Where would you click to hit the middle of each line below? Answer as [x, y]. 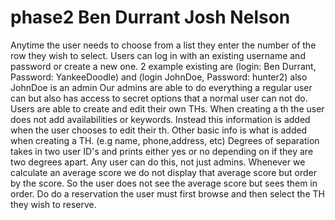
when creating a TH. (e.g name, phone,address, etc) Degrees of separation [165, 140]
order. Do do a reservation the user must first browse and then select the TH [167, 193]
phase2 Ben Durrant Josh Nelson [150, 17]
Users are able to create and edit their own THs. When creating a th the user [167, 108]
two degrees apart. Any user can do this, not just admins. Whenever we [158, 162]
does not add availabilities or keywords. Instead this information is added [160, 119]
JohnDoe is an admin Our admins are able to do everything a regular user [161, 87]
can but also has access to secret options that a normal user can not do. [159, 98]
